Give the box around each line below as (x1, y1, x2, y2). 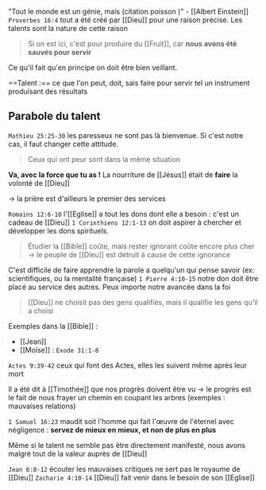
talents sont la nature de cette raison (8, 24, 129, 33)
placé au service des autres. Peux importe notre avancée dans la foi (8, 282, 231, 291)
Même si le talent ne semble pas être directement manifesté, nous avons (8, 440, 246, 449)
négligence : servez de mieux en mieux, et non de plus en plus (8, 425, 217, 434)
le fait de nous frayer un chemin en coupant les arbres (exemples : (8, 392, 226, 402)
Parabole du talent (8, 110, 101, 123)
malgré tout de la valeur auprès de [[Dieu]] (8, 449, 148, 458)
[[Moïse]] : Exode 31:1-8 (19, 345, 99, 354)
